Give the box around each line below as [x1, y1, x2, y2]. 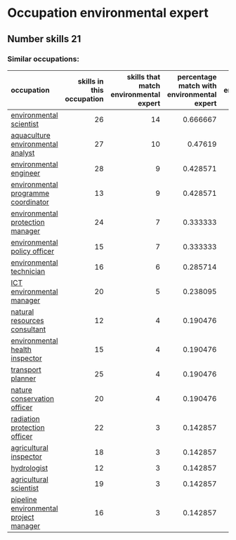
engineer [11, 168, 41, 178]
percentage [177, 72, 217, 81]
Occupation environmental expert [7, 5, 209, 21]
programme [11, 188, 50, 198]
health [11, 344, 32, 354]
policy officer [11, 246, 55, 256]
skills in [77, 76, 104, 86]
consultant [11, 324, 46, 334]
